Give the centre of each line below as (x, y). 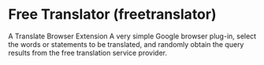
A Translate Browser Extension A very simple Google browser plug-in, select (132, 36)
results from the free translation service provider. (88, 52)
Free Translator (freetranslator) (112, 14)
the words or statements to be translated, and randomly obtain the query (126, 44)
